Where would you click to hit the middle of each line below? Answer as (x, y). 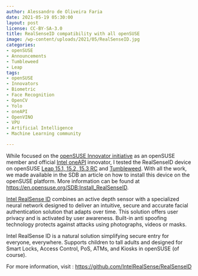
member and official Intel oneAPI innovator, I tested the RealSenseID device (99, 162)
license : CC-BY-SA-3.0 (34, 28)
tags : (13, 73)
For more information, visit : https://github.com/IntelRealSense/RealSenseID (99, 266)
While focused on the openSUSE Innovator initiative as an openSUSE (91, 156)
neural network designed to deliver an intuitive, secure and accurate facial (97, 205)
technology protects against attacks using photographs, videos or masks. (96, 224)
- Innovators (22, 84)
